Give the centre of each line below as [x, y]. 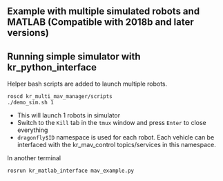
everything [32, 130]
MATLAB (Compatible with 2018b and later [101, 22]
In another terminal [34, 158]
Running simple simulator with [74, 56]
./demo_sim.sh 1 [30, 103]
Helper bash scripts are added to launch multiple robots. [87, 84]
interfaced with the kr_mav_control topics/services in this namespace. [116, 145]
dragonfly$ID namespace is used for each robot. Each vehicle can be [116, 137]
